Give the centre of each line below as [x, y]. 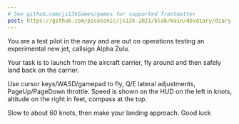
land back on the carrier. [44, 70]
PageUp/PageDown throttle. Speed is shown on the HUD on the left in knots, [120, 91]
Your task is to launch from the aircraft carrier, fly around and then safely [114, 62]
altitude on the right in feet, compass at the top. [77, 99]
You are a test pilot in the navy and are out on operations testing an [106, 41]
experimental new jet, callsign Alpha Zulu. [69, 48]
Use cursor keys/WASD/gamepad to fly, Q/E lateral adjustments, [102, 83]
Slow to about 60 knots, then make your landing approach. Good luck [110, 113]
